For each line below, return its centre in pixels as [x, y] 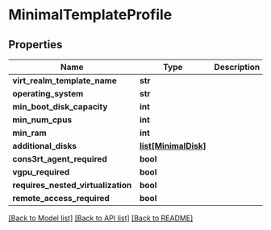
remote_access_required [61, 198]
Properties [35, 45]
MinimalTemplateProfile [90, 15]
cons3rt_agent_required [60, 159]
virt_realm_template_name [65, 80]
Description [237, 67]
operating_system [48, 94]
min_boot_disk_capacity [60, 107]
